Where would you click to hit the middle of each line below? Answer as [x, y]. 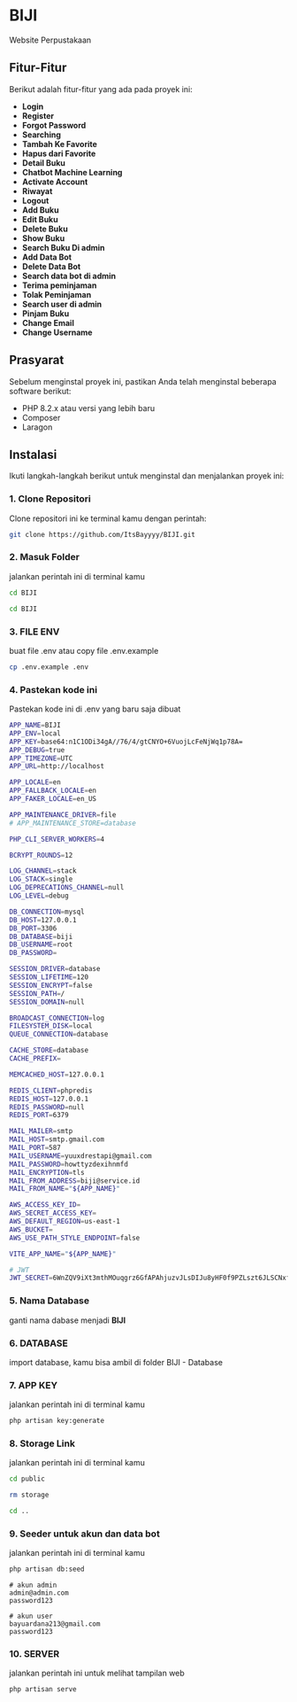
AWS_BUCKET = [31, 1229]
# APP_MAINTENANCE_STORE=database [73, 823]
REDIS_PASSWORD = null [47, 1107]
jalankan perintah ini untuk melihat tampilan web [97, 1673]
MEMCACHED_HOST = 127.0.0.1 [57, 1074]
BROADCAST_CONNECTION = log [57, 1018]
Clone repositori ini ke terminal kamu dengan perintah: [108, 518]
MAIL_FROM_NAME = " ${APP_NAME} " [65, 1189]
